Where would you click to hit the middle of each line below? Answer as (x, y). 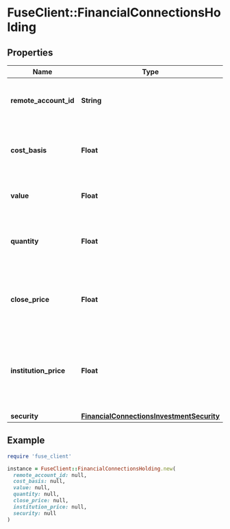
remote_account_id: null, (50, 475)
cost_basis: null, (40, 482)
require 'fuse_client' (39, 456)
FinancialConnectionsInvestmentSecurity (151, 416)
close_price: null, (41, 501)
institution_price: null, (50, 507)
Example (26, 440)
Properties (30, 52)
